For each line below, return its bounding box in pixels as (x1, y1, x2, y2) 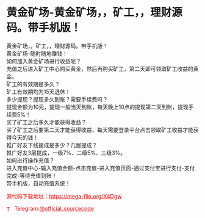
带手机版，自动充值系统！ (6, 180, 71, 187)
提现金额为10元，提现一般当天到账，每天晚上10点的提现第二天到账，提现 (6, 103, 189, 111)
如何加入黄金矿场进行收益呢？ (6, 57, 81, 65)
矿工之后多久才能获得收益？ (16, 118, 87, 126)
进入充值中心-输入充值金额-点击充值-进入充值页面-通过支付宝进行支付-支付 (6, 164, 195, 172)
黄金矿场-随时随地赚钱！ (6, 49, 68, 57)
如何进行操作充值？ (6, 156, 55, 164)
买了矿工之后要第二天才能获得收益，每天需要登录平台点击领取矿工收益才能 (6, 126, 193, 133)
